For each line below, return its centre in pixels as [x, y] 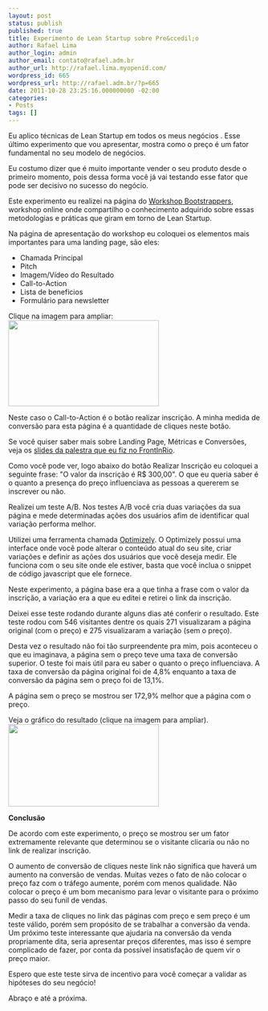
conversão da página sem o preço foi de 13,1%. [86, 680]
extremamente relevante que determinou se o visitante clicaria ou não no [129, 842]
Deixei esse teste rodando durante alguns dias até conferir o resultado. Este [134, 613]
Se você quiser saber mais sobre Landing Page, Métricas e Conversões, [128, 442]
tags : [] [23, 113]
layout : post [30, 16]
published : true [35, 31]
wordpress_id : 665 [39, 76]
